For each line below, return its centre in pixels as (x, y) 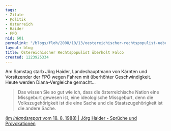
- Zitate (15, 15)
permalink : (17, 43)
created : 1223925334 (27, 57)
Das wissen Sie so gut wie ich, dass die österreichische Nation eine (88, 92)
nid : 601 (15, 39)
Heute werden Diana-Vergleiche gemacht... (50, 82)
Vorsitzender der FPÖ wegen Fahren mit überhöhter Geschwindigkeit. (78, 77)
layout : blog (19, 48)
